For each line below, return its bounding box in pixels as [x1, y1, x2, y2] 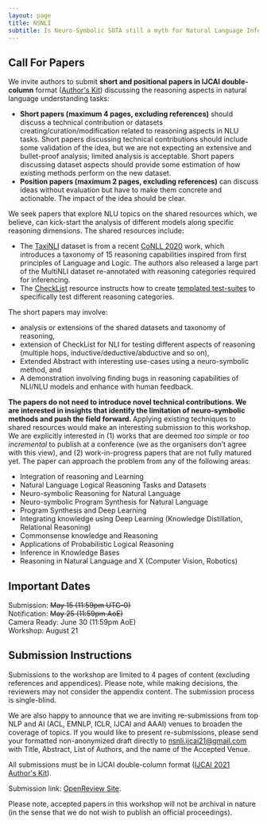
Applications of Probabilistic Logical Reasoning [19, 540, 174, 549]
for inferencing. [19, 275, 71, 285]
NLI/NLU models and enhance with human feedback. [19, 382, 194, 392]
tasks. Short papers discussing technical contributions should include [19, 134, 248, 144]
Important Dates [8, 579, 91, 593]
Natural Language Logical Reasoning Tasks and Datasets [19, 480, 207, 490]
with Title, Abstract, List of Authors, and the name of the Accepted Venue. [8, 744, 250, 753]
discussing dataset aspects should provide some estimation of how [19, 160, 241, 169]
